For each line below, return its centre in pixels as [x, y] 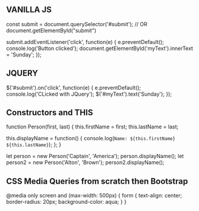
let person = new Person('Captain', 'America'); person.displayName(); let [95, 156]
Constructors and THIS [50, 113]
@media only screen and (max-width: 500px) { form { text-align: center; [94, 196]
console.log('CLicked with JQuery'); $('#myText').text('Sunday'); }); [89, 94]
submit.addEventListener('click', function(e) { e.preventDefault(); [85, 42]
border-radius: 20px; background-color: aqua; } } [66, 202]
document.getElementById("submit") [51, 30]
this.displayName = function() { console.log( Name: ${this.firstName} [91, 138]
